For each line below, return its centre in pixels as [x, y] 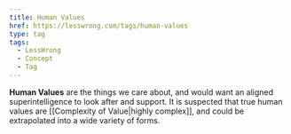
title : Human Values [47, 17]
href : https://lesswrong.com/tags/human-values [99, 26]
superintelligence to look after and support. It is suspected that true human [146, 101]
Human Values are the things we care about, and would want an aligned [141, 92]
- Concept [35, 59]
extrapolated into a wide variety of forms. [85, 120]
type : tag [28, 34]
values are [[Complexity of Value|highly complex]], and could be [127, 111]
